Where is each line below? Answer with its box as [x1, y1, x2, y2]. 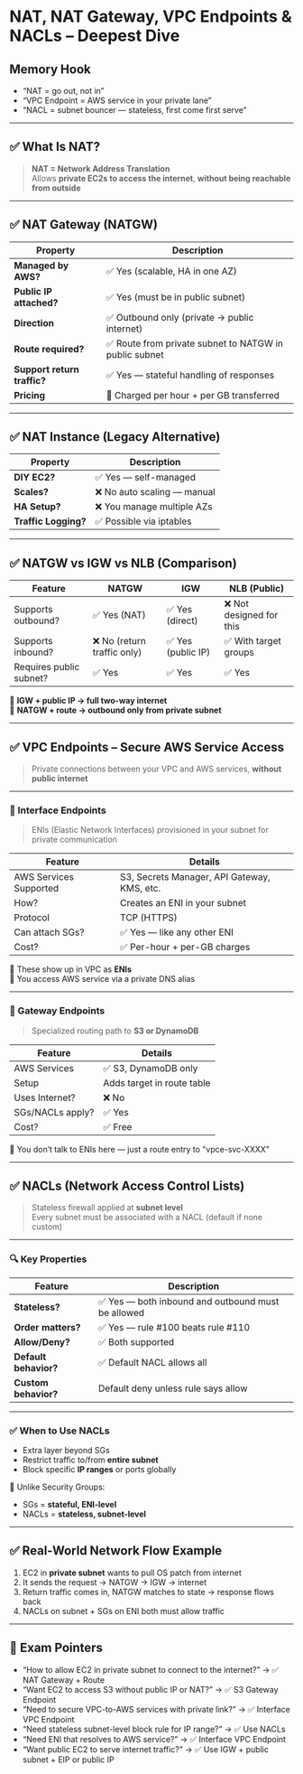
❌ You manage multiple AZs [95, 500, 213, 513]
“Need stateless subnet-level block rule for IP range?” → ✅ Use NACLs [22, 1723, 286, 1734]
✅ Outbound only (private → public [106, 311, 254, 323]
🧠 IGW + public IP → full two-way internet [9, 696, 168, 706]
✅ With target [224, 635, 281, 648]
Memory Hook [9, 61, 92, 77]
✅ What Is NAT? [9, 139, 101, 154]
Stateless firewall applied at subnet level [31, 1202, 183, 1213]
